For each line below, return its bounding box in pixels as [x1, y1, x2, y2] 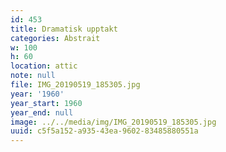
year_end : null [10, 107, 74, 118]
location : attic [10, 61, 78, 71]
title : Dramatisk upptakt [10, 24, 118, 34]
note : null [10, 71, 56, 81]
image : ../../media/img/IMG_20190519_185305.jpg [10, 117, 217, 127]
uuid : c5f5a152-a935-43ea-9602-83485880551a [10, 126, 199, 136]
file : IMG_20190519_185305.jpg [10, 80, 141, 90]
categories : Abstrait [10, 33, 101, 43]
